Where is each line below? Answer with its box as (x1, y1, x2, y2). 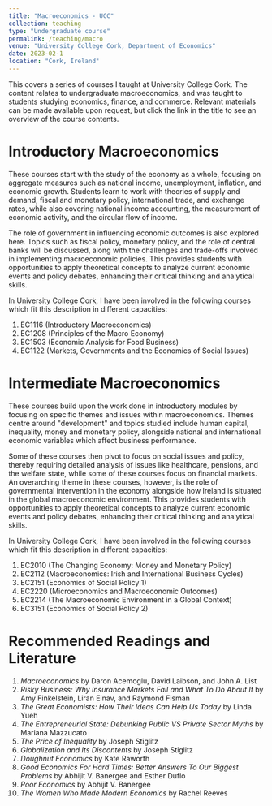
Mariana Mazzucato (19, 727, 88, 737)
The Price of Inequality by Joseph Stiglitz (19, 736, 158, 746)
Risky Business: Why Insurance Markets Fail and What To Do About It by (19, 684, 264, 694)
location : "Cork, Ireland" (8, 58, 100, 66)
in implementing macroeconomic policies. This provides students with (8, 253, 242, 264)
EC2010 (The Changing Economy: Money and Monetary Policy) (19, 560, 232, 570)
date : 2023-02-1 (8, 50, 63, 58)
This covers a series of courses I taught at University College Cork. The (8, 79, 248, 89)
